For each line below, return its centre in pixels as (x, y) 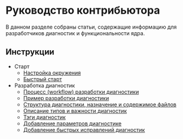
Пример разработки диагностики (66, 98)
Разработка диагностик (45, 85)
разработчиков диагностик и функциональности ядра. (75, 33)
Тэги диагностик (45, 117)
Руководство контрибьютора (83, 10)
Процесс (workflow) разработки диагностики (81, 92)
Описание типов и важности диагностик (75, 110)
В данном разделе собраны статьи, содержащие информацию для (91, 27)
